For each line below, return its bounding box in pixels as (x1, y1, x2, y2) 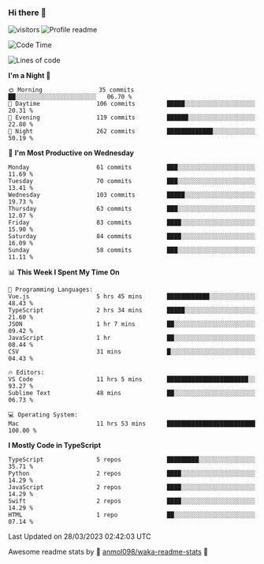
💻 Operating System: (8, 411, 79, 419)
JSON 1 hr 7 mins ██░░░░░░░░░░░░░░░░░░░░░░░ (8, 320, 256, 328)
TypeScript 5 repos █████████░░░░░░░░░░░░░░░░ (8, 456, 256, 464)
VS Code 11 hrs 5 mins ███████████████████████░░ (8, 375, 256, 383)
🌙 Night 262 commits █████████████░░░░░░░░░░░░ (8, 128, 256, 136)
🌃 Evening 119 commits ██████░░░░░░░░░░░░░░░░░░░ (8, 114, 256, 121)
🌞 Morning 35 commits (8, 86, 135, 94)
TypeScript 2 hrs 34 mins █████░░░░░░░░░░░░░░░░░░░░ (8, 307, 256, 315)
